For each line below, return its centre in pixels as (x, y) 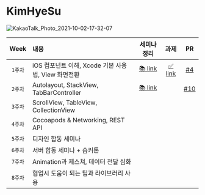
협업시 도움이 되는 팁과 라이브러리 (78, 173)
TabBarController (57, 92)
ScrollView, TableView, (65, 102)
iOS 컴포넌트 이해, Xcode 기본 (74, 65)
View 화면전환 (60, 75)
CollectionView (54, 110)
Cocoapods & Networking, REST (79, 120)
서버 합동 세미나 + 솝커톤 (66, 150)
